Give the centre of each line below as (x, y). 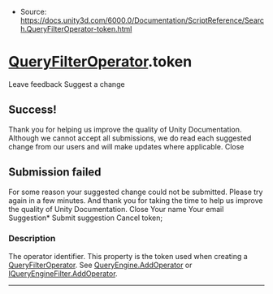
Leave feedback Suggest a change (67, 84)
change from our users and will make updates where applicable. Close (126, 146)
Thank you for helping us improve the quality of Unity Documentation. (125, 129)
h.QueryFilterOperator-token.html (76, 29)
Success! (32, 110)
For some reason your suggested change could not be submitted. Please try (136, 192)
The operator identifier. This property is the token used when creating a (128, 256)
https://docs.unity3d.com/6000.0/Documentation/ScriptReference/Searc (142, 20)
